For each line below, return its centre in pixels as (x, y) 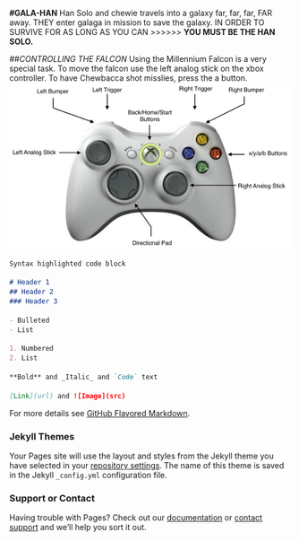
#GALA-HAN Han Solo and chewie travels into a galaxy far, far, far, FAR (141, 13)
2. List (24, 358)
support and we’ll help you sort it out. (78, 528)
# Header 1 (30, 283)
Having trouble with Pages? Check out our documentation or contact (136, 518)
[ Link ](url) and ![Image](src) (68, 396)
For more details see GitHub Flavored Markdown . (100, 413)
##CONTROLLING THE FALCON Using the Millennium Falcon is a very (138, 59)
